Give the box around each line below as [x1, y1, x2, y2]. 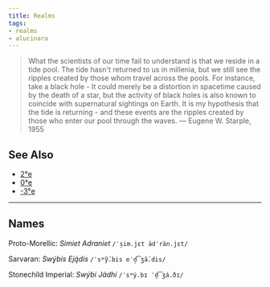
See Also [8, 148, 54, 162]
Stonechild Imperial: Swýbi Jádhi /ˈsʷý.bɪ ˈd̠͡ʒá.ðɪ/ [8, 269, 184, 279]
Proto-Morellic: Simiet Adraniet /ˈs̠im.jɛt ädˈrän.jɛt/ [8, 238, 189, 248]
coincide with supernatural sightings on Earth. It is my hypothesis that [27, 99, 260, 109]
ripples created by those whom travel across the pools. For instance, [27, 73, 256, 83]
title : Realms [8, 11, 56, 20]
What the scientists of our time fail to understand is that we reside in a [27, 56, 260, 66]
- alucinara [8, 34, 48, 43]
